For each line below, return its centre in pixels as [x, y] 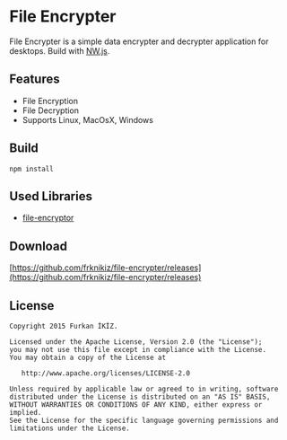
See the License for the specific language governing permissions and [144, 420]
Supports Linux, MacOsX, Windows [88, 119]
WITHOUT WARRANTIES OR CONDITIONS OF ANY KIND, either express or [136, 405]
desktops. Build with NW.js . [60, 50]
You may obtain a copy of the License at [88, 357]
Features [35, 79]
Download [38, 246]
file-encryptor [48, 218]
